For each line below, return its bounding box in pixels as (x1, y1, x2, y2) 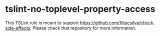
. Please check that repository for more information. (29, 25, 136, 31)
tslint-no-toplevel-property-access (5, 3, 155, 15)
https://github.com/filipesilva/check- (79, 20, 155, 26)
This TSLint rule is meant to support (5, 20, 79, 26)
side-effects (5, 25, 30, 31)
